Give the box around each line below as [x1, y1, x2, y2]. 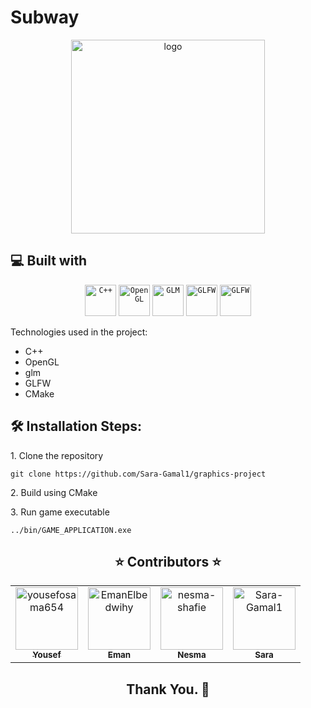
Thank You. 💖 [126, 681, 210, 698]
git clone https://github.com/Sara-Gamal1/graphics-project [10, 469, 267, 479]
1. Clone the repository [10, 449, 104, 461]
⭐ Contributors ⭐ [114, 553, 222, 570]
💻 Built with [10, 252, 88, 270]
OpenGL [24, 356, 60, 368]
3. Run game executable [10, 506, 110, 518]
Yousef [32, 649, 62, 661]
